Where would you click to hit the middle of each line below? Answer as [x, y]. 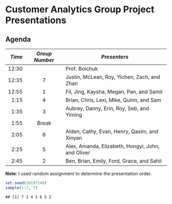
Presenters [115, 57]
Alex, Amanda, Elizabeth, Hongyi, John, [113, 146]
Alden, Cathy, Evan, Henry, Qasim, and [112, 131]
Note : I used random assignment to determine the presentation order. [79, 174]
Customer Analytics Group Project [80, 9]
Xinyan [74, 138]
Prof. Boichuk [82, 69]
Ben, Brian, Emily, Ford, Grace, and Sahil [114, 161]
